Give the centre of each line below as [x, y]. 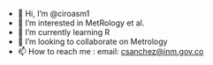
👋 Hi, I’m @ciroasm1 [53, 14]
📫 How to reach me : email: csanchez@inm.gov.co [110, 51]
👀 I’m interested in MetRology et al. [81, 23]
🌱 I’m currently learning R [64, 32]
